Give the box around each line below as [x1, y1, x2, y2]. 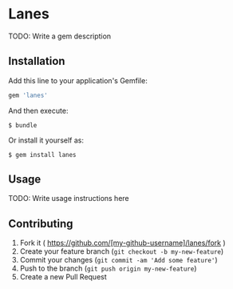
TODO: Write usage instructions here [8, 194, 129, 203]
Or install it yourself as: [8, 135, 84, 145]
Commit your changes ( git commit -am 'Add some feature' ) [19, 255, 218, 265]
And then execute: [8, 106, 69, 115]
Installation [8, 54, 65, 68]
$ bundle [8, 121, 38, 129]
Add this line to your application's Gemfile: [8, 75, 148, 85]
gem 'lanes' [8, 91, 48, 99]
